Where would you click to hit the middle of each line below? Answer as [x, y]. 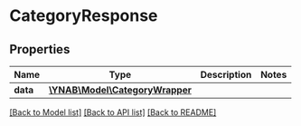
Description [226, 75]
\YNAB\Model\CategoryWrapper [120, 90]
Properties [40, 49]
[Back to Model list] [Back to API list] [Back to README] [113, 112]
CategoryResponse [84, 16]
